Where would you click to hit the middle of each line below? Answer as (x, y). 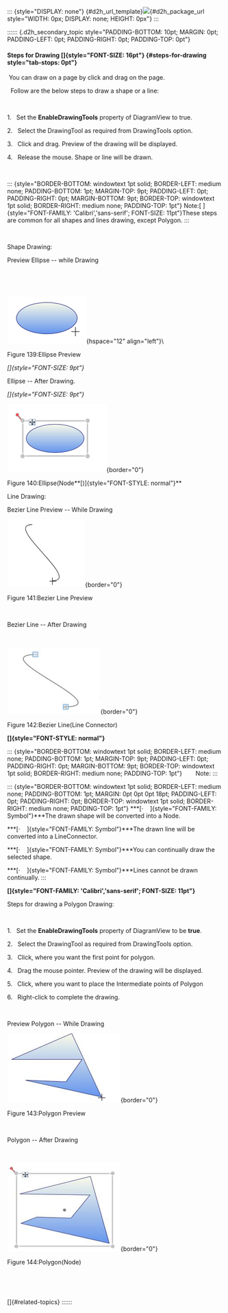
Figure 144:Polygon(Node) (44, 1262)
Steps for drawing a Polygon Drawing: (61, 904)
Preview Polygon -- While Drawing (56, 1024)
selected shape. (30, 857)
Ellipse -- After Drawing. (41, 381)
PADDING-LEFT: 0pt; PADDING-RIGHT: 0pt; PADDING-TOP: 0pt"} (99, 39)
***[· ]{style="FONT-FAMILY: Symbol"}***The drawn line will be (101, 829)
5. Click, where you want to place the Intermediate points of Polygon (105, 984)
